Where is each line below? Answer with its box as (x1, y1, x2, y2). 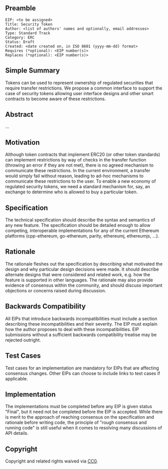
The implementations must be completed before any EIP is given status (5, 404, 152, 410)
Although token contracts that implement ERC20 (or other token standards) (5, 151, 160, 158)
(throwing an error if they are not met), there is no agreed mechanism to (5, 162, 154, 168)
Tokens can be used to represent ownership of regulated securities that (5, 80, 153, 86)
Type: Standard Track (5, 30, 51, 36)
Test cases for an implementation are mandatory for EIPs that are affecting (5, 365, 159, 371)
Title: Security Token (5, 22, 53, 27)
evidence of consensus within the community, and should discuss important (5, 282, 163, 288)
